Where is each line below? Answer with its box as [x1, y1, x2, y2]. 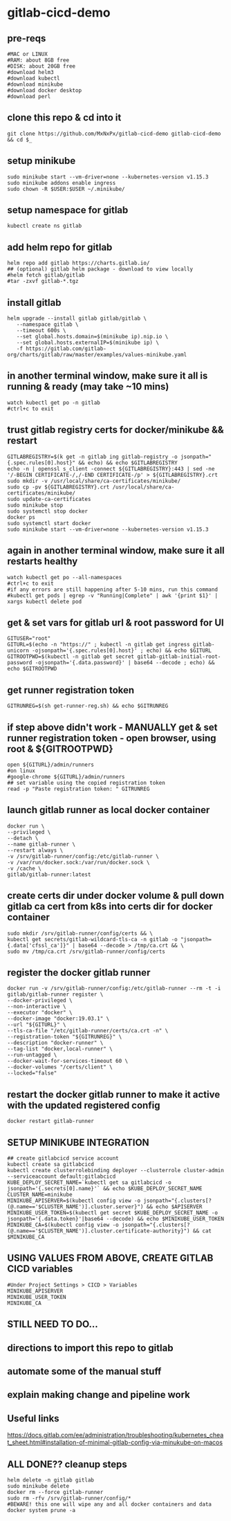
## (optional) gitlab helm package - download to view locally [7, 266, 194, 273]
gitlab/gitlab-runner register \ [7, 991, 104, 998]
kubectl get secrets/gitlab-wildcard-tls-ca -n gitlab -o [7, 936, 178, 942]
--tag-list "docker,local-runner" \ [7, 1046, 113, 1053]
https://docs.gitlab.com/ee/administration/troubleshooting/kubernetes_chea [7, 1431, 224, 1439]
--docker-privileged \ [7, 997, 73, 1004]
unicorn [7, 647, 30, 655]
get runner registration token [7, 684, 135, 696]
